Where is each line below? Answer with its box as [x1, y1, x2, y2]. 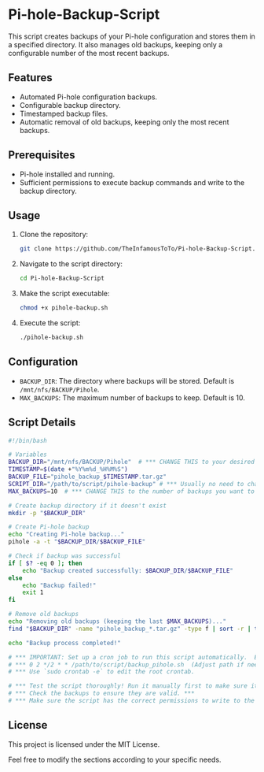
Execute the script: [19, 318, 81, 328]
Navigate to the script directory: [19, 259, 123, 269]
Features [8, 71, 53, 84]
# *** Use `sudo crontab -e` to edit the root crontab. [8, 668, 195, 676]
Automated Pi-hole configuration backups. [19, 92, 158, 102]
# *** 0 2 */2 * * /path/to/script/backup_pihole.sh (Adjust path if [8, 660, 244, 669]
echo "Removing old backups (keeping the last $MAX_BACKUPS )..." [8, 618, 226, 625]
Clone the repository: [19, 230, 89, 239]
